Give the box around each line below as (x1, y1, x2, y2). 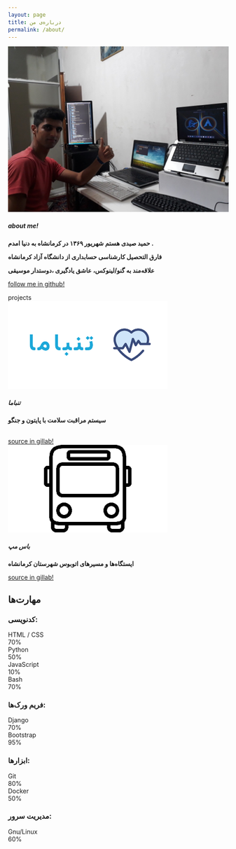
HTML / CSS (8, 630, 44, 639)
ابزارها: (8, 756, 30, 766)
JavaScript (8, 660, 39, 668)
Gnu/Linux (8, 827, 38, 836)
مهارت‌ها (8, 593, 41, 605)
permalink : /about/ (8, 26, 65, 33)
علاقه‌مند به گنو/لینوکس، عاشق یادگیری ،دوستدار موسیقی (8, 266, 155, 275)
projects (8, 294, 32, 302)
